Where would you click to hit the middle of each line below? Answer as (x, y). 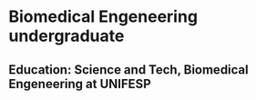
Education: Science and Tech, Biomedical (129, 70)
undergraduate (67, 36)
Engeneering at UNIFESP (80, 84)
